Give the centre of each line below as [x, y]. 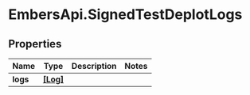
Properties [35, 44]
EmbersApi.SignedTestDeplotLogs [125, 15]
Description [94, 66]
